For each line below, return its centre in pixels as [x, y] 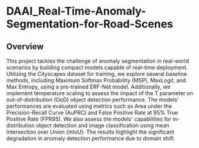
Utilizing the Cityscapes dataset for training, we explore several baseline [96, 74]
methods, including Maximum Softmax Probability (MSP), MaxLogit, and [96, 80]
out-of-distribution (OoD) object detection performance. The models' [93, 99]
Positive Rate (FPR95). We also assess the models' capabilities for [89, 119]
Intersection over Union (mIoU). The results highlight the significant [90, 132]
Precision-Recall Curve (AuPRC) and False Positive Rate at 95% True [92, 113]
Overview [25, 46]
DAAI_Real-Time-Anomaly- [76, 11]
